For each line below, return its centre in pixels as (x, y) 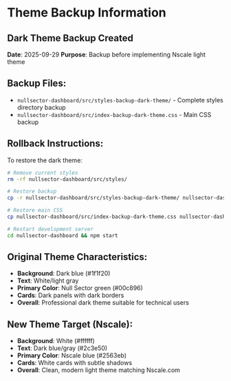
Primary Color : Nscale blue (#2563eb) (72, 356)
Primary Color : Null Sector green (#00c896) (80, 288)
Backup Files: (37, 84)
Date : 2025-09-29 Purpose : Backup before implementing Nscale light (107, 54)
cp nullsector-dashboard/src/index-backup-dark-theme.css (92, 217)
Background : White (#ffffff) (56, 341)
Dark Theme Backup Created (70, 38)
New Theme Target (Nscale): (70, 324)
